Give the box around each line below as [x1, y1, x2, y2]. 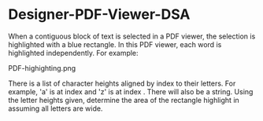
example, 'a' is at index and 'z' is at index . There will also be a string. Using [8, 86, 254, 96]
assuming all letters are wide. [8, 104, 103, 113]
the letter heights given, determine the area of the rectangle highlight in [8, 95, 240, 104]
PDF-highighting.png [8, 63, 76, 72]
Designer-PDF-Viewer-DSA [8, 5, 191, 24]
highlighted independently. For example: [8, 48, 139, 57]
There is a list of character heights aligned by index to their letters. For [8, 79, 236, 88]
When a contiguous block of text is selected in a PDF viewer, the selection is [8, 31, 256, 41]
